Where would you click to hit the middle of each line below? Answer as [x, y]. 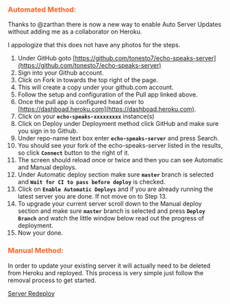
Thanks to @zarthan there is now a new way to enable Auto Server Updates [115, 25]
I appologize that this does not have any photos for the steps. [94, 45]
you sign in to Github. [48, 131]
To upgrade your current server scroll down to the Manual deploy [110, 204]
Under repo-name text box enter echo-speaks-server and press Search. [118, 138]
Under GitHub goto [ [46, 58]
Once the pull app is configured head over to [81, 102]
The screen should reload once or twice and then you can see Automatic [120, 160]
